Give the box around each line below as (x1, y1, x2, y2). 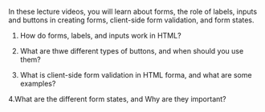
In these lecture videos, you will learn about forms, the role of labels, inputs (8, 7, 258, 16)
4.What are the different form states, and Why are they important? (8, 94, 226, 103)
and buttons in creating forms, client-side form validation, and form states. (8, 15, 255, 25)
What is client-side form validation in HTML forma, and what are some (19, 70, 252, 79)
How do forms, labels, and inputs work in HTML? (19, 31, 182, 40)
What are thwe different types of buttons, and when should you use (19, 46, 244, 55)
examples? (19, 79, 56, 88)
